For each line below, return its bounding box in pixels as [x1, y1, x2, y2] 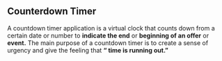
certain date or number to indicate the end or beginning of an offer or [7, 31, 209, 40]
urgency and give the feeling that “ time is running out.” [7, 46, 168, 54]
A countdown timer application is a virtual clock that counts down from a [7, 24, 216, 32]
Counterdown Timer [7, 6, 97, 17]
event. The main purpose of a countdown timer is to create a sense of [7, 38, 209, 47]
